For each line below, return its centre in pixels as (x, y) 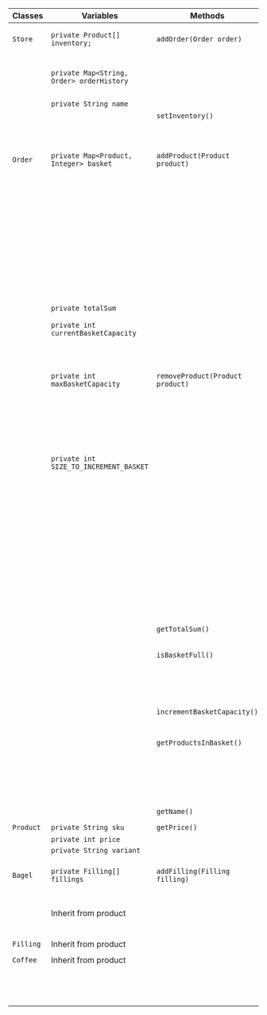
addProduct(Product (193, 156)
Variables (100, 16)
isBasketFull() (185, 655)
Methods (207, 16)
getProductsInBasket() (199, 743)
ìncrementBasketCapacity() (207, 712)
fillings (67, 879)
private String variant (95, 850)
